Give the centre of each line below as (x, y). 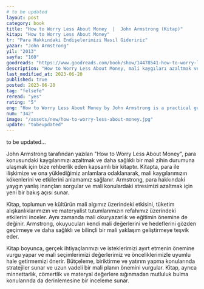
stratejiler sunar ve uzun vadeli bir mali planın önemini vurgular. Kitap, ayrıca (102, 268)
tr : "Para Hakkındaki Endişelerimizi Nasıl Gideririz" (77, 40)
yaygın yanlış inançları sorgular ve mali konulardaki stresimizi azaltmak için (100, 186)
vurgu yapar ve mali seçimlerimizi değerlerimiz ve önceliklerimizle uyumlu (99, 255)
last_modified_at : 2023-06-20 (45, 74)
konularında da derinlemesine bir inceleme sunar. (68, 280)
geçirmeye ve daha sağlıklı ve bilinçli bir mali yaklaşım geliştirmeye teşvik (98, 230)
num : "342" (20, 114)
